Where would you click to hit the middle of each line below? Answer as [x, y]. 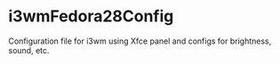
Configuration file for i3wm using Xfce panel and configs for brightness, [140, 41]
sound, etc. [29, 50]
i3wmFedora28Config [91, 16]
